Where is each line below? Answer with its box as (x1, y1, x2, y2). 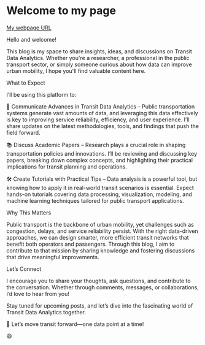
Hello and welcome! (6, 36, 56, 43)
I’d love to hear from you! (6, 290, 69, 297)
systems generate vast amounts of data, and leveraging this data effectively (6, 109, 198, 116)
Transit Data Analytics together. (6, 308, 87, 316)
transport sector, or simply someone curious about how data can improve (6, 61, 192, 68)
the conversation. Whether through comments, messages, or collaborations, (6, 283, 199, 291)
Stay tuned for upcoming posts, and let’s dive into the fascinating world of (6, 301, 193, 309)
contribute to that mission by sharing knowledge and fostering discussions (6, 246, 195, 254)
